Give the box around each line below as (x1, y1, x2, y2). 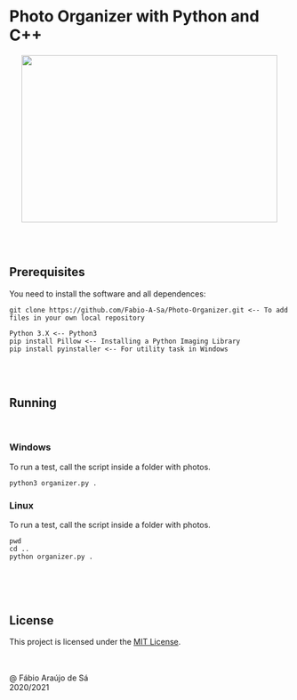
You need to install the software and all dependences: (9, 288, 206, 299)
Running (9, 395, 58, 411)
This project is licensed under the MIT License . (9, 636, 181, 647)
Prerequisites (9, 265, 85, 280)
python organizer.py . (9, 552, 93, 562)
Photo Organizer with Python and (9, 6, 260, 27)
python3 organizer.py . (9, 478, 98, 487)
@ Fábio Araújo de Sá (9, 672, 89, 683)
